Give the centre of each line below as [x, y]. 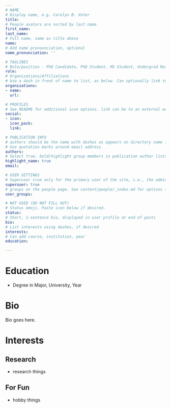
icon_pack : [21, 124]
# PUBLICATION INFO [26, 137]
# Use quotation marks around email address [53, 147]
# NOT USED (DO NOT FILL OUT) [37, 203]
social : [13, 114]
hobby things [26, 400]
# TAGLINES [17, 62]
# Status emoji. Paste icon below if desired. [55, 208]
